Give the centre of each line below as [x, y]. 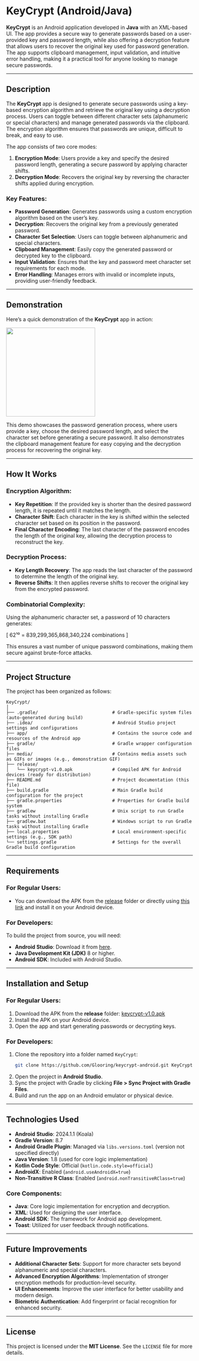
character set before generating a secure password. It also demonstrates [95, 437]
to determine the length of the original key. [67, 576]
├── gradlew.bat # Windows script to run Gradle [99, 821]
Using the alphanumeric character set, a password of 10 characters [88, 617]
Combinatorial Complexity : [46, 604]
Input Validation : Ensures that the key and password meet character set [103, 262]
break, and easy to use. [35, 135]
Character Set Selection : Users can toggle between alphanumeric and [101, 237]
